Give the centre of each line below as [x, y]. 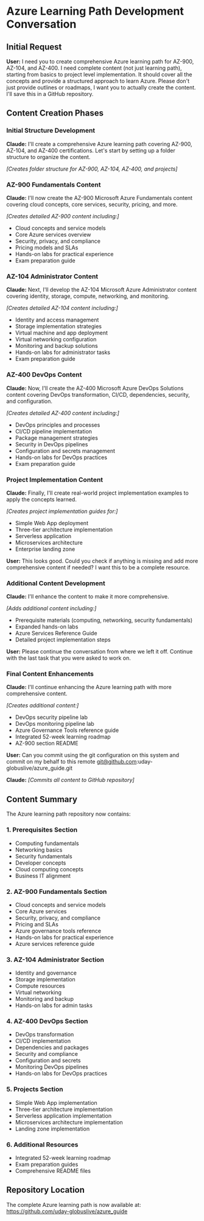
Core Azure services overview [53, 234]
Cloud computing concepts [49, 869]
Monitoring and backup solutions [57, 346]
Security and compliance [46, 1054]
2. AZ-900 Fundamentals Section [57, 891]
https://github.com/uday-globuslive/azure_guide [67, 1211]
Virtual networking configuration [56, 339]
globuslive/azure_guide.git [40, 768]
